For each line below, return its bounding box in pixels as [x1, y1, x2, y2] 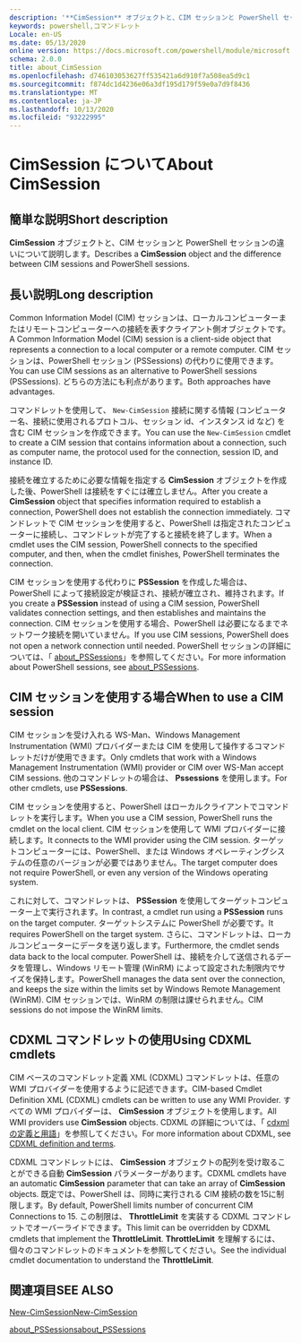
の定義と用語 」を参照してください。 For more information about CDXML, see [9, 1128, 291, 1139]
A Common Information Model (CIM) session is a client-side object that [9, 333, 271, 344]
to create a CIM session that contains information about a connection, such [9, 436, 287, 448]
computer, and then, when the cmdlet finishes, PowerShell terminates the [9, 548, 280, 559]
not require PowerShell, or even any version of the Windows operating [9, 866, 269, 878]
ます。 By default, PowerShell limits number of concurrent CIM [24, 1200, 254, 1210]
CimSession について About [9, 154, 213, 175]
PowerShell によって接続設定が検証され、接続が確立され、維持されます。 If [9, 588, 285, 598]
